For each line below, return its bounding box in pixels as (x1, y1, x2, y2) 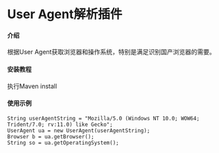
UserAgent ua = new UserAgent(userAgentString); (7, 127, 150, 134)
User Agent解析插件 (7, 6, 123, 22)
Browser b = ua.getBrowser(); (7, 133, 95, 140)
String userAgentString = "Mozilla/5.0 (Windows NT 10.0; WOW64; (7, 115, 200, 122)
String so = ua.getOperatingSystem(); (7, 139, 119, 146)
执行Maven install (7, 81, 58, 90)
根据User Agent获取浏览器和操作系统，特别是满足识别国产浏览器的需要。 (7, 48, 216, 56)
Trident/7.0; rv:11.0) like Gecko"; (7, 121, 113, 128)
